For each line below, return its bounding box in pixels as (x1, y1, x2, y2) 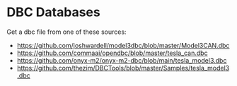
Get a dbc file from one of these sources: (6, 27, 127, 36)
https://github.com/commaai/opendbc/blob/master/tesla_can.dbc (16, 49, 208, 57)
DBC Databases (6, 4, 100, 20)
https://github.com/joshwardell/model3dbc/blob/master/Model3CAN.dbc (16, 41, 230, 49)
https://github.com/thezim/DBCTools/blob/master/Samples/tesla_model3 (16, 63, 230, 72)
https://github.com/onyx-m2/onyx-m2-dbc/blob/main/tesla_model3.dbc (16, 56, 227, 64)
